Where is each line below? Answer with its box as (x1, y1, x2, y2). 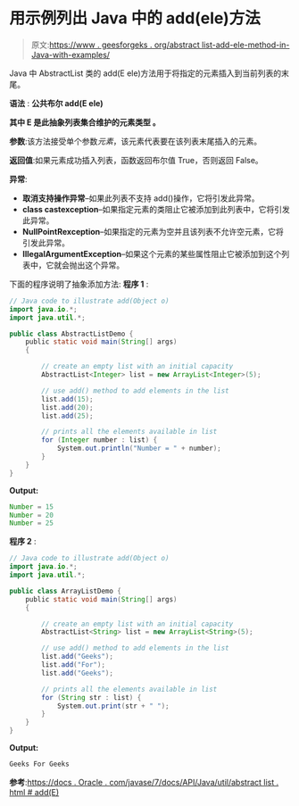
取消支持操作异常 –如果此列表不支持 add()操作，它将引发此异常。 (21, 193, 260, 204)
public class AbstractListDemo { (9, 329, 134, 338)
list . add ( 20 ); (41, 403, 94, 411)
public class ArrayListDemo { (9, 586, 122, 595)
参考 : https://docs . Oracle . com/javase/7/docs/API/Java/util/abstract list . (9, 777, 279, 787)
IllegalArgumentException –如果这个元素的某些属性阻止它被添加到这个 (21, 248, 282, 259)
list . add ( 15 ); (41, 395, 94, 403)
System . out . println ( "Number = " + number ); (56, 444, 221, 453)
